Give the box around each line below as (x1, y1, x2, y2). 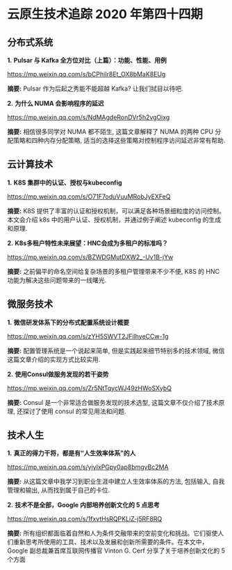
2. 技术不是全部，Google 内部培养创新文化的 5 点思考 (7, 501, 160, 509)
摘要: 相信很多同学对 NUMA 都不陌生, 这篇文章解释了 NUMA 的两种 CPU (7, 128, 214, 136)
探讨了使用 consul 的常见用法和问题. (22, 407, 126, 415)
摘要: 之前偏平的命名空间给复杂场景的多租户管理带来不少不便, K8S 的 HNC (7, 267, 220, 275)
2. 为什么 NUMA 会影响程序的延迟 (7, 99, 104, 107)
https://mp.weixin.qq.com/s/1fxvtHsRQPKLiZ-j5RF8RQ (7, 515, 163, 523)
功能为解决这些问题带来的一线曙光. (7, 276, 107, 284)
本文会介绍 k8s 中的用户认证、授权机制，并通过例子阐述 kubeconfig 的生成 (7, 215, 222, 224)
